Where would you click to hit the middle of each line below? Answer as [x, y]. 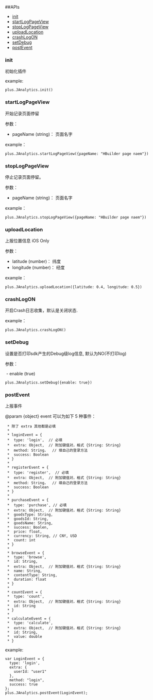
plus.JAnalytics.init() [29, 90]
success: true [24, 684]
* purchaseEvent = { [28, 500]
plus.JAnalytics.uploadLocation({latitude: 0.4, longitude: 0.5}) [74, 287]
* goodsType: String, [30, 515]
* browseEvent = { [26, 553]
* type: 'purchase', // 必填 [37, 505]
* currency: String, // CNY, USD [42, 536]
